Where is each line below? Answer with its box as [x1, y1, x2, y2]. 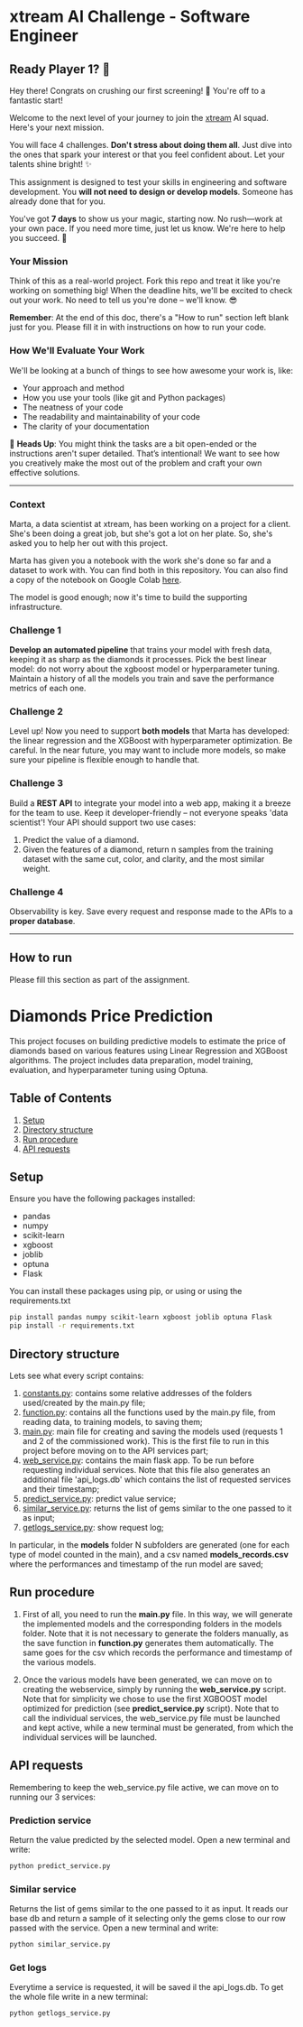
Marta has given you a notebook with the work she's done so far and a [9, 555, 272, 566]
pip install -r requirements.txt [9, 1321, 135, 1330]
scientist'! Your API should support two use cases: [9, 817, 197, 828]
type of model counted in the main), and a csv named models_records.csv [9, 1550, 289, 1560]
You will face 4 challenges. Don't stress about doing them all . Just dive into [9, 140, 293, 150]
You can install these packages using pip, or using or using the [9, 1286, 243, 1297]
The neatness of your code [22, 402, 124, 412]
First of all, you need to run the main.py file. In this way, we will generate [22, 1608, 293, 1619]
